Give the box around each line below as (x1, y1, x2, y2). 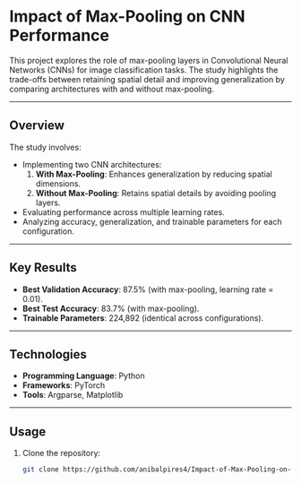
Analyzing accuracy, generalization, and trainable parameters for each (21, 216, 282, 227)
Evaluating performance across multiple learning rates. (21, 206, 226, 217)
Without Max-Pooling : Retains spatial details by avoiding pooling (35, 187, 277, 198)
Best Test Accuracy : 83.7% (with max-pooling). (21, 303, 200, 314)
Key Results (9, 260, 78, 275)
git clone (21, 465, 60, 474)
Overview (9, 118, 65, 134)
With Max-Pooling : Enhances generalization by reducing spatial (35, 168, 273, 179)
